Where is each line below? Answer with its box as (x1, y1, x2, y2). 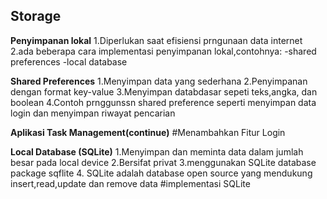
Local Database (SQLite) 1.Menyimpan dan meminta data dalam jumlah (10, 145, 304, 158)
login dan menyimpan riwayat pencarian (10, 107, 176, 119)
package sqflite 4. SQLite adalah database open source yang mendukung (10, 167, 313, 179)
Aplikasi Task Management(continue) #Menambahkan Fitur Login (10, 126, 286, 138)
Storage (10, 8, 62, 25)
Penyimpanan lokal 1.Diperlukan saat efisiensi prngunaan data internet (10, 34, 303, 46)
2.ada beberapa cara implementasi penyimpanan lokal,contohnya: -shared (10, 45, 317, 57)
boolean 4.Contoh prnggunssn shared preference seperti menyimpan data (10, 96, 317, 108)
